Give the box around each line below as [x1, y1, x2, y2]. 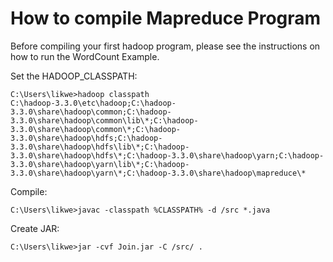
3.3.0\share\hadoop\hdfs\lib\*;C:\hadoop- [10, 142, 190, 152]
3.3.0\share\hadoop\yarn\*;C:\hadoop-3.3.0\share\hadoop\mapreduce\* [10, 168, 307, 178]
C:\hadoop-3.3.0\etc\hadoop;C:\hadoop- [10, 98, 177, 108]
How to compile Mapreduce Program [10, 7, 322, 30]
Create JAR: [10, 222, 60, 234]
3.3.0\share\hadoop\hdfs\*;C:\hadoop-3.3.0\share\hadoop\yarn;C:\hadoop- [10, 150, 325, 161]
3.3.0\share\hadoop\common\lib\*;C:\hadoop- [10, 115, 199, 126]
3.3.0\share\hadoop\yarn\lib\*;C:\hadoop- [10, 159, 190, 169]
